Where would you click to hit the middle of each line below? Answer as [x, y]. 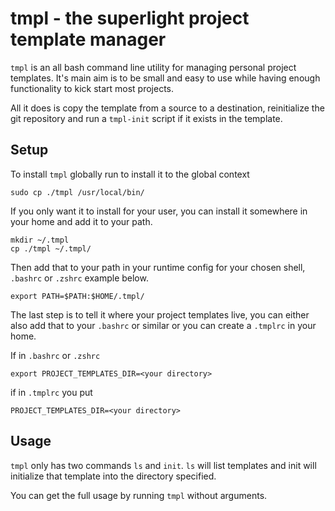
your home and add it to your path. [81, 221]
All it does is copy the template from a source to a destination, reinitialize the [167, 108]
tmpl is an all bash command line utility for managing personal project [153, 67]
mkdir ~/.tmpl [40, 240]
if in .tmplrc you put [51, 392]
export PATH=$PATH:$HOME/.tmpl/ [77, 296]
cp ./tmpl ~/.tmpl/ [51, 248]
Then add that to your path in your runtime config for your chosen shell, [158, 267]
